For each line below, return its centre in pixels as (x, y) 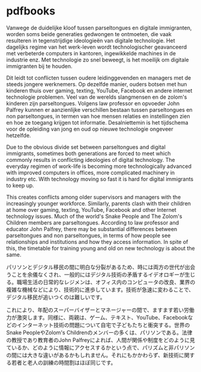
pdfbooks (31, 11)
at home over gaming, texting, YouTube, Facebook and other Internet (91, 209)
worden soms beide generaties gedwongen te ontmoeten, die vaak (89, 34)
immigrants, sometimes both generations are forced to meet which (88, 153)
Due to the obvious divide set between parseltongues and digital (86, 147)
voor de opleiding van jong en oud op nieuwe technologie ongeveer (90, 129)
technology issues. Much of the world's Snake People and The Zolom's (94, 216)
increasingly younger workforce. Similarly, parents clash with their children (98, 203)
